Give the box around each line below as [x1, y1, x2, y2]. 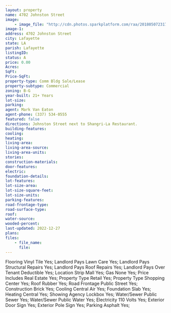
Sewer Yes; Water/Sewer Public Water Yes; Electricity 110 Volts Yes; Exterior [5, 297, 164, 303]
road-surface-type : [5, 207, 47, 212]
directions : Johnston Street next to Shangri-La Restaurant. [5, 121, 138, 127]
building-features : [5, 126, 47, 131]
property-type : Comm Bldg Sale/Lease [5, 79, 85, 84]
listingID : [5, 50, 28, 55]
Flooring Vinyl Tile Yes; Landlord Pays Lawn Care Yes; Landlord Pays [5, 259, 150, 265]
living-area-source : [5, 145, 49, 151]
